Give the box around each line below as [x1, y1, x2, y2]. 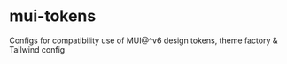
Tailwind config [9, 44, 66, 54]
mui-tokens [9, 6, 97, 26]
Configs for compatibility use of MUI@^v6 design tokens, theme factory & [9, 35, 278, 46]
